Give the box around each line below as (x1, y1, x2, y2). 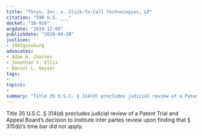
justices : (6, 37, 31, 43)
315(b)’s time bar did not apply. (6, 122, 83, 130)
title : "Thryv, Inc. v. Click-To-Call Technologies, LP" (6, 8, 153, 15)
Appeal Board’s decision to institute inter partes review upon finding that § (6, 116, 191, 123)
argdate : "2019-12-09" (6, 25, 63, 32)
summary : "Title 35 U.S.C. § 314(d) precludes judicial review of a (6, 93, 182, 99)
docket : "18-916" (6, 20, 50, 26)
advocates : (6, 48, 34, 54)
